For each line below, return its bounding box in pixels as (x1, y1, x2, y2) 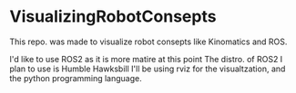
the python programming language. (9, 72, 143, 83)
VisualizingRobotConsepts (9, 6, 217, 27)
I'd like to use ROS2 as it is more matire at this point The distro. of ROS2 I (9, 53, 283, 64)
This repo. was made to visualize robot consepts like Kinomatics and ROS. (9, 36, 288, 47)
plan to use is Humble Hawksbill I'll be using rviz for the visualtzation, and (9, 63, 286, 74)
